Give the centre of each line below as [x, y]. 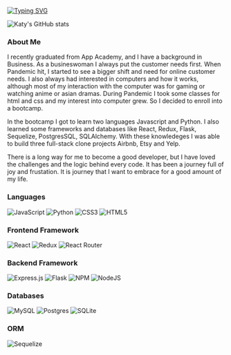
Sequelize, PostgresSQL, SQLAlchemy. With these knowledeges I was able [113, 136]
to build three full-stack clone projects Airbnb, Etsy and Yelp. [94, 144]
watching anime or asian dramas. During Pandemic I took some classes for [113, 94]
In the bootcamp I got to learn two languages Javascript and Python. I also [113, 122]
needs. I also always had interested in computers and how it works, [103, 79]
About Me [24, 41]
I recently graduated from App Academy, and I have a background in [105, 57]
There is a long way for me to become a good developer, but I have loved [111, 157]
